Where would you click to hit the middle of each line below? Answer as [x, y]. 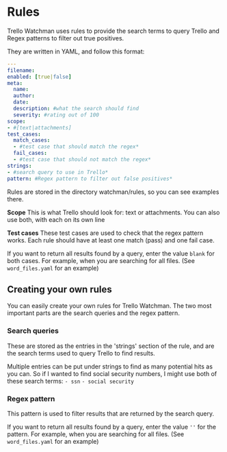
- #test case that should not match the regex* [82, 160]
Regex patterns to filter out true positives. [66, 38]
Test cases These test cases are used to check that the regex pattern [105, 233]
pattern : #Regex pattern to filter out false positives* [90, 179]
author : [24, 96]
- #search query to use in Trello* [58, 172]
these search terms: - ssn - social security [71, 381]
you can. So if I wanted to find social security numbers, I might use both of [112, 373]
